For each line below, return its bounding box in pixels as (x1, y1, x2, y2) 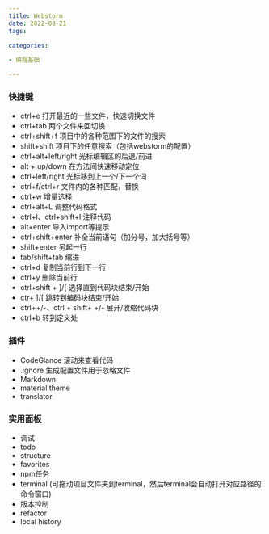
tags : (8, 27, 27, 35)
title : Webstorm (8, 11, 63, 20)
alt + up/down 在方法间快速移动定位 (19, 162, 140, 171)
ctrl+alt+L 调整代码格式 (19, 202, 98, 212)
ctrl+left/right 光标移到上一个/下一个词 (19, 171, 147, 182)
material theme (19, 383, 70, 393)
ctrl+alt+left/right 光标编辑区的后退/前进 (19, 151, 153, 162)
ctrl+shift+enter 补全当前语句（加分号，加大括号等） (19, 232, 195, 242)
